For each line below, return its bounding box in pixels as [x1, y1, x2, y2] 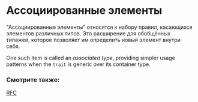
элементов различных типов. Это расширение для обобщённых [6, 29, 171, 37]
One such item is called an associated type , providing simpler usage [6, 54, 175, 61]
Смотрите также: [6, 76, 60, 84]
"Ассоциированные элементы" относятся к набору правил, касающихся [6, 23, 193, 31]
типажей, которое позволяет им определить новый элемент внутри [6, 36, 181, 43]
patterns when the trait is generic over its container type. [6, 61, 151, 68]
